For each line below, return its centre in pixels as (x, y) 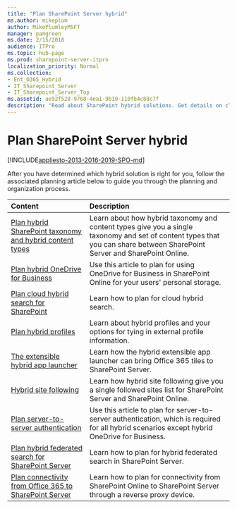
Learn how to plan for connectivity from (155, 477)
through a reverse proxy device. (142, 494)
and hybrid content (42, 240)
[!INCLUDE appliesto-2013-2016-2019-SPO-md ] (76, 160)
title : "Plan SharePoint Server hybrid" (68, 14)
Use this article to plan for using (142, 264)
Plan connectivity (39, 477)
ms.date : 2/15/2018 (36, 40)
